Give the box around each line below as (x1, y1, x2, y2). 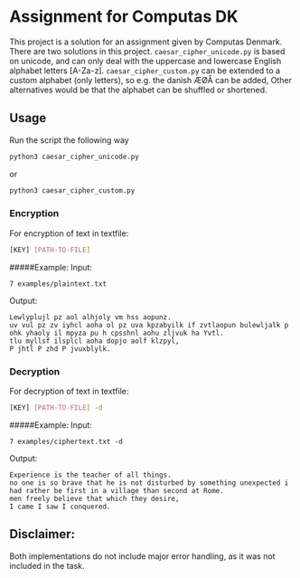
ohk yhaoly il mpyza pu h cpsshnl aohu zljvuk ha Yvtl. (9, 328, 224, 337)
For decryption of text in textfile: (9, 385, 129, 396)
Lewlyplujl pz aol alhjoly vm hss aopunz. (9, 312, 172, 322)
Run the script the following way (9, 134, 129, 146)
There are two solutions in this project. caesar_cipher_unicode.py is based (9, 45, 286, 56)
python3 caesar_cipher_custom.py (9, 185, 136, 195)
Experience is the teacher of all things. (9, 470, 172, 479)
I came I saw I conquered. (9, 502, 111, 511)
